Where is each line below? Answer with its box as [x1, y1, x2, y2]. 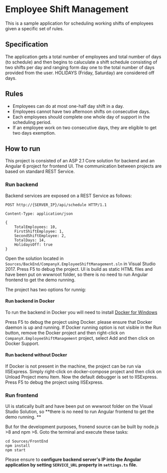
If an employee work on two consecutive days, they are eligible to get [12, 125, 157, 131]
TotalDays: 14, [14, 238, 46, 243]
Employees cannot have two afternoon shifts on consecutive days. [12, 108, 150, 114]
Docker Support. [5, 340, 40, 346]
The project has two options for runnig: [5, 286, 87, 292]
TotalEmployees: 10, [14, 224, 57, 229]
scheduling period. [12, 119, 52, 125]
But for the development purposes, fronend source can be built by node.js [5, 424, 159, 430]
